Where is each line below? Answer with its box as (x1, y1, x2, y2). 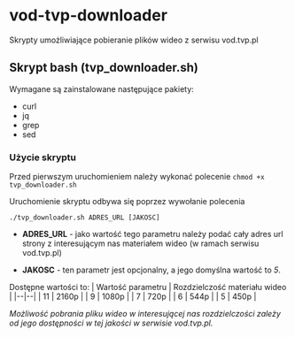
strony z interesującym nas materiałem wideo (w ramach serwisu (21, 238, 260, 249)
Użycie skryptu (9, 151, 77, 164)
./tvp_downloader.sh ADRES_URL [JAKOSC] (9, 213, 161, 222)
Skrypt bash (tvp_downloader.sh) (9, 60, 199, 75)
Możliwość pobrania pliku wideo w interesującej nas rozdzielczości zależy (9, 309, 282, 319)
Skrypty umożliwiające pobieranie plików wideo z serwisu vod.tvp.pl (9, 34, 259, 45)
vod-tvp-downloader (9, 5, 168, 26)
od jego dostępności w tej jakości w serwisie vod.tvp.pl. (9, 318, 213, 328)
